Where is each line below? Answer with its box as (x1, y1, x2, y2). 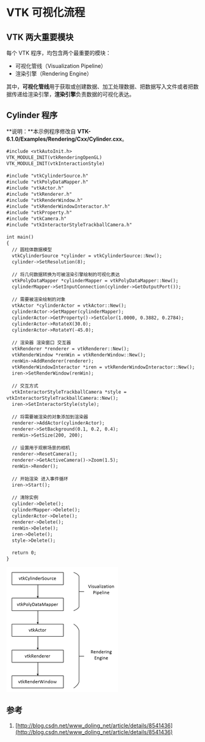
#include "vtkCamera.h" (6, 215, 67, 222)
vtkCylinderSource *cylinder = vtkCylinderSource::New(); (12, 252, 163, 259)
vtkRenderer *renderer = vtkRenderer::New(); (12, 345, 130, 352)
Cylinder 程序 (6, 110, 58, 121)
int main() (6, 234, 34, 240)
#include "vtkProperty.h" (6, 209, 72, 215)
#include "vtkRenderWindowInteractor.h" (6, 203, 111, 209)
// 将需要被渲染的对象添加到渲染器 (12, 414, 88, 420)
